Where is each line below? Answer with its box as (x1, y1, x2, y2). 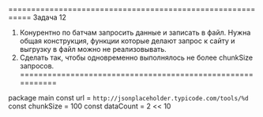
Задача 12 (32, 13, 67, 22)
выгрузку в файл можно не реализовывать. (19, 45, 167, 53)
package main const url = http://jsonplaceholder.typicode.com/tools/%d (8, 93, 249, 102)
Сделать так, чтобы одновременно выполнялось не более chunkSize (19, 53, 254, 62)
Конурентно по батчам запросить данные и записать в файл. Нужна (19, 28, 251, 37)
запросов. (19, 61, 54, 71)
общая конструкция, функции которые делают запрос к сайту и (19, 36, 235, 46)
